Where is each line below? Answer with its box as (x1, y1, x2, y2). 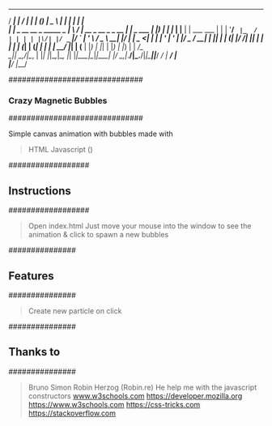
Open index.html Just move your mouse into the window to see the (28, 221, 252, 231)
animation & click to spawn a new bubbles (28, 230, 169, 240)
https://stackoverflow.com (28, 408, 116, 418)
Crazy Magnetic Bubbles (8, 95, 108, 106)
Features (8, 269, 54, 283)
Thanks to (8, 345, 61, 359)
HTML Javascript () (28, 145, 93, 155)
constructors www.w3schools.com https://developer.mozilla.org (28, 390, 243, 401)
